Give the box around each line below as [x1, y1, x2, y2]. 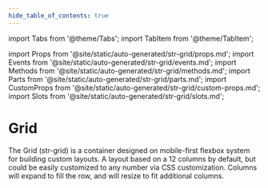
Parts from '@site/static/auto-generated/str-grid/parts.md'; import [8, 74, 226, 84]
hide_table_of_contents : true [8, 11, 110, 20]
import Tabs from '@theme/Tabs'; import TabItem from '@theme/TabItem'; [8, 33, 254, 43]
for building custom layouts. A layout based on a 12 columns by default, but [8, 154, 256, 163]
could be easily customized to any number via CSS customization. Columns [8, 163, 258, 172]
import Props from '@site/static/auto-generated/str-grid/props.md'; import [8, 49, 254, 58]
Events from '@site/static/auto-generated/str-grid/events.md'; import [8, 57, 237, 67]
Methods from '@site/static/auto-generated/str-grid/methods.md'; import [8, 65, 250, 76]
